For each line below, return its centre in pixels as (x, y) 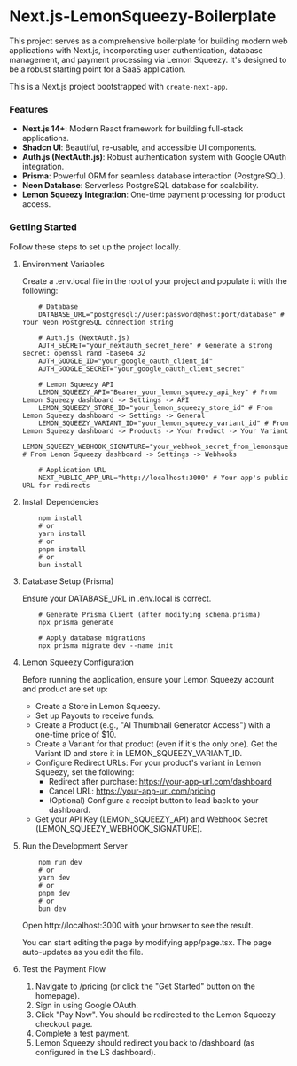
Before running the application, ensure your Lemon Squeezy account (148, 679)
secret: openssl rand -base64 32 (84, 353)
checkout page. (64, 1023)
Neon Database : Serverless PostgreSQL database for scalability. (140, 186)
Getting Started (43, 227)
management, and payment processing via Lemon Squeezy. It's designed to (148, 59)
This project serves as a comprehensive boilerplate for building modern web (148, 41)
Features (29, 109)
